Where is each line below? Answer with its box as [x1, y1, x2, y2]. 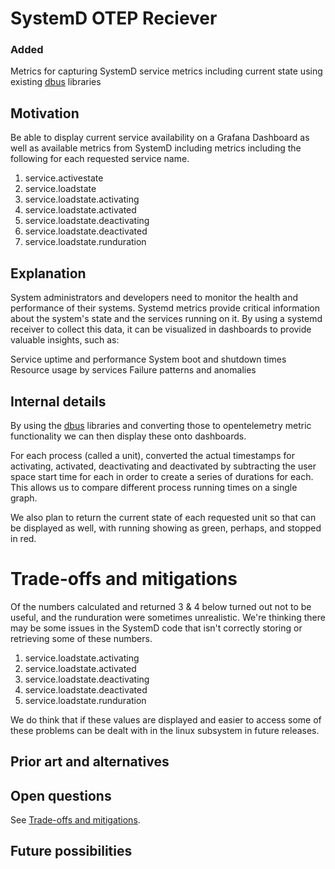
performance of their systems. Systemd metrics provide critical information [10, 302, 320, 314]
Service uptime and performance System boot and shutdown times [10, 353, 287, 366]
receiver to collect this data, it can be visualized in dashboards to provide [10, 323, 312, 336]
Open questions [10, 787, 112, 804]
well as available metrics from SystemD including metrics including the [10, 142, 302, 154]
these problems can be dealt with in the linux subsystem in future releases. [10, 724, 320, 736]
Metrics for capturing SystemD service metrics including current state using [10, 65, 323, 77]
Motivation [10, 105, 80, 122]
